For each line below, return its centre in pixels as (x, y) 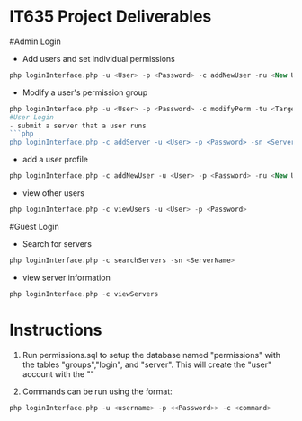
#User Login (31, 117)
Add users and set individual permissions (98, 58)
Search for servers (57, 243)
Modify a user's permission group (85, 92)
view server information (66, 277)
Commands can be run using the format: (97, 391)
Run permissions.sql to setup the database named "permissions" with (151, 355)
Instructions (56, 330)
